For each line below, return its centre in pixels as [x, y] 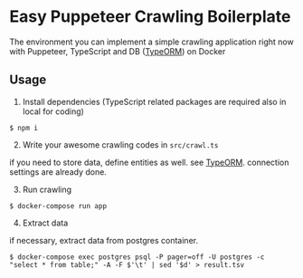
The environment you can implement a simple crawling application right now [151, 42]
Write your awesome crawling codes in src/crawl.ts [120, 144]
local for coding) [53, 111]
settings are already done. [58, 172]
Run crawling [47, 189]
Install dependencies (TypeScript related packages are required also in [154, 101]
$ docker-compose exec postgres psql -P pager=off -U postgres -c [137, 257]
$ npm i [24, 128]
